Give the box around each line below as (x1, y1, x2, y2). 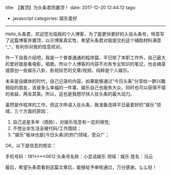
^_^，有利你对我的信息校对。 (5, 44, 65, 49)
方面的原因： (22, 108, 50, 114)
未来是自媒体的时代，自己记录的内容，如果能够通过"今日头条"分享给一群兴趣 (5, 78, 166, 84)
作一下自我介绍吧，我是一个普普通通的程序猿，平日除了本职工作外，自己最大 (5, 55, 166, 60)
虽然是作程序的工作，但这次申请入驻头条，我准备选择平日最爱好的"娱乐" (5, 102, 157, 108)
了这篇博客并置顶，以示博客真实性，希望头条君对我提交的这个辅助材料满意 (5, 37, 161, 43)
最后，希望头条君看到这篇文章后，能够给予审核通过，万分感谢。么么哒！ (5, 164, 157, 170)
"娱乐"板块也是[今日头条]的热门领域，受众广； (12, 132, 110, 138)
